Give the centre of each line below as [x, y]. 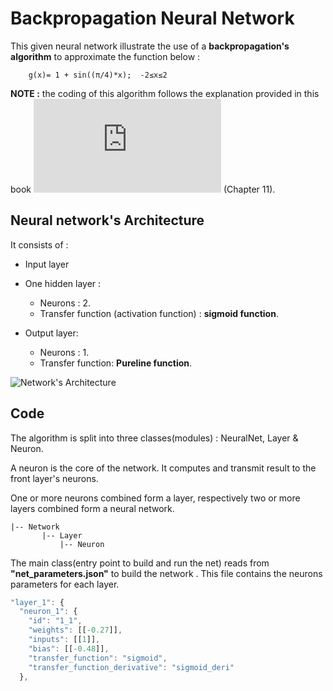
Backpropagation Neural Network [152, 18]
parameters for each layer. [65, 584]
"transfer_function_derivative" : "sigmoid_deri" [131, 667]
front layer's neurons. [54, 478]
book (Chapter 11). [143, 189]
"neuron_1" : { [48, 612]
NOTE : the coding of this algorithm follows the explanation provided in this [165, 93]
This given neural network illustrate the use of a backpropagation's [150, 46]
